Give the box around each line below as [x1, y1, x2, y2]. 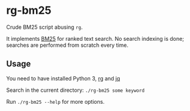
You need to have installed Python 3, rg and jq [6, 74, 120, 82]
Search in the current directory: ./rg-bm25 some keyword [6, 86, 145, 94]
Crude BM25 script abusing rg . [6, 23, 83, 31]
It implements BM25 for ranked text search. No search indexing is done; [6, 35, 185, 42]
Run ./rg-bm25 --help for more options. [6, 98, 105, 105]
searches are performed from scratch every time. [6, 41, 129, 49]
